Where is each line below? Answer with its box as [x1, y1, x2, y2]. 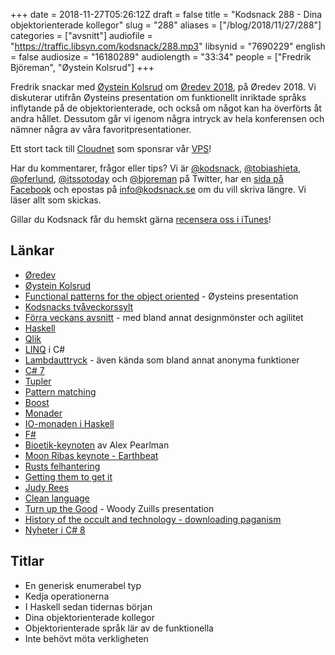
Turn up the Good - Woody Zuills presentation [24, 502, 215, 514]
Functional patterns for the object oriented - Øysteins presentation [24, 290, 299, 302]
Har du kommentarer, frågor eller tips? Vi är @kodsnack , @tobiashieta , [10, 162, 301, 174]
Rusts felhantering [24, 460, 101, 472]
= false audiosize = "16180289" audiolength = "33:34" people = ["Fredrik [10, 51, 312, 63]
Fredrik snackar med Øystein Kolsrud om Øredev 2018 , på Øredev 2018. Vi [10, 81, 317, 93]
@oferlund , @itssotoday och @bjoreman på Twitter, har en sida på [10, 173, 284, 184]
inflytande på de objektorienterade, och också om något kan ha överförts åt [10, 102, 322, 114]
